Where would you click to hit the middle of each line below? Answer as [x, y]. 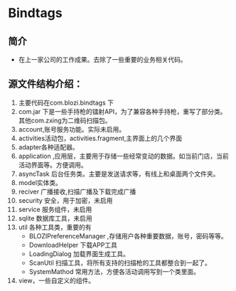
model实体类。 [40, 182]
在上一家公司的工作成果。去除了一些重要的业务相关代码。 [102, 59]
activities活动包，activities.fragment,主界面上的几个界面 [100, 138]
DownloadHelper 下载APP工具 [73, 245]
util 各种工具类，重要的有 [55, 227]
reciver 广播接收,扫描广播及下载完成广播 [77, 191]
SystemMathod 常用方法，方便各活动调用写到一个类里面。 [114, 271]
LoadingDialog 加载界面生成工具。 [79, 253]
